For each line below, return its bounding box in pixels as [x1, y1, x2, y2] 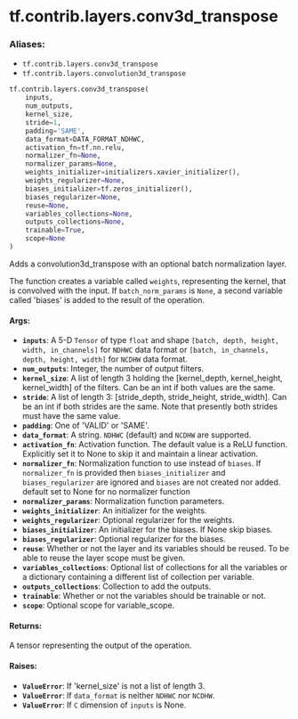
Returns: [9, 620, 43, 631]
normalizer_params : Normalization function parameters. [21, 496, 225, 507]
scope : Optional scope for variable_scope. [21, 600, 175, 611]
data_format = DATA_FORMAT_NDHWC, [25, 135, 145, 143]
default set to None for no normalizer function [21, 486, 191, 497]
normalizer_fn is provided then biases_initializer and [21, 468, 226, 478]
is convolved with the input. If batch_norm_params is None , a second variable [9, 285, 283, 296]
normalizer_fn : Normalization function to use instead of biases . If [21, 458, 262, 469]
